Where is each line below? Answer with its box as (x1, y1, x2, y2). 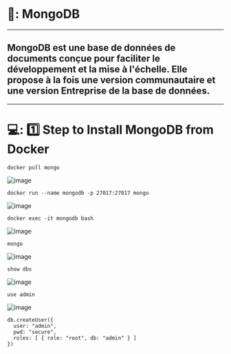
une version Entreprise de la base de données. (7, 85, 210, 97)
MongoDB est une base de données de (7, 42, 176, 54)
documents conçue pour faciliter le (7, 53, 160, 65)
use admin (7, 291, 36, 298)
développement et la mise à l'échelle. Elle (7, 63, 188, 75)
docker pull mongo (7, 164, 60, 171)
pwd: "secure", (13, 329, 57, 335)
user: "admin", (13, 322, 57, 329)
